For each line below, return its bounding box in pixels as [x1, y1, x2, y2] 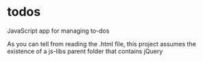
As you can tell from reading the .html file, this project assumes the [7, 40, 197, 48]
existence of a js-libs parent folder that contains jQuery [7, 47, 163, 55]
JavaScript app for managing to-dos [7, 27, 110, 35]
